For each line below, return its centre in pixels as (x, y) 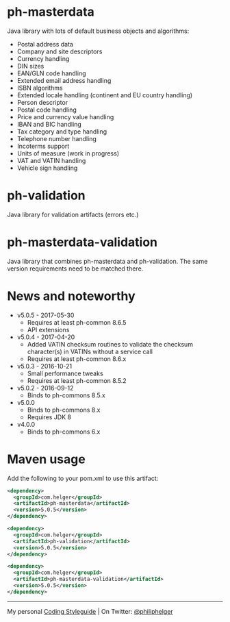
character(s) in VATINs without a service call (90, 351)
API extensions (48, 329)
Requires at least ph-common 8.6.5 (77, 322)
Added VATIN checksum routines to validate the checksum (110, 344)
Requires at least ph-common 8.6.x (77, 359)
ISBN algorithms (40, 88)
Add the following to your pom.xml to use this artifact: (83, 478)
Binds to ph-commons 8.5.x (66, 395)
